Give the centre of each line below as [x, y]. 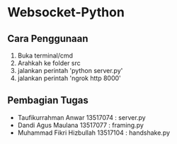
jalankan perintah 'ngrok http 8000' [69, 78]
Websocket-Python [66, 12]
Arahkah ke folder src [49, 63]
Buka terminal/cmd [45, 55]
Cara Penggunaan [48, 39]
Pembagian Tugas [48, 100]
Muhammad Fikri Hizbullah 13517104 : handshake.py [94, 133]
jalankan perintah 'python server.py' [70, 71]
